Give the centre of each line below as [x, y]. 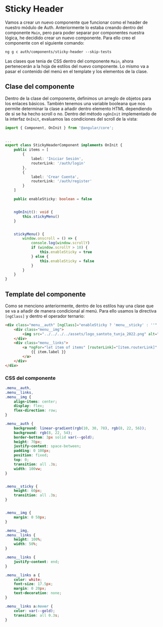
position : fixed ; [31, 455]
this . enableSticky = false [67, 261]
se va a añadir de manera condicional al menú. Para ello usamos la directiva [81, 311]
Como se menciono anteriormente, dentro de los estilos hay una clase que [79, 306]
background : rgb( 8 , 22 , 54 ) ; [43, 433]
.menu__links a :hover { [29, 606]
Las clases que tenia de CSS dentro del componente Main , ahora [69, 61]
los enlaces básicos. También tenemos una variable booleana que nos [75, 103]
